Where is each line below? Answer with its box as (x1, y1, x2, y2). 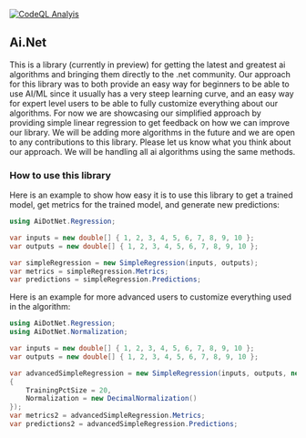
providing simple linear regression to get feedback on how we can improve (9, 117, 291, 127)
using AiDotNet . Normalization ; (9, 328, 128, 337)
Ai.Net (9, 35, 47, 50)
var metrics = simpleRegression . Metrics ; (9, 267, 169, 276)
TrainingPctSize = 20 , (25, 385, 112, 395)
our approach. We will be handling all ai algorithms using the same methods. (9, 146, 296, 157)
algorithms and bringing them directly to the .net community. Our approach (9, 68, 291, 79)
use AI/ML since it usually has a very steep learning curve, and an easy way (9, 87, 294, 99)
